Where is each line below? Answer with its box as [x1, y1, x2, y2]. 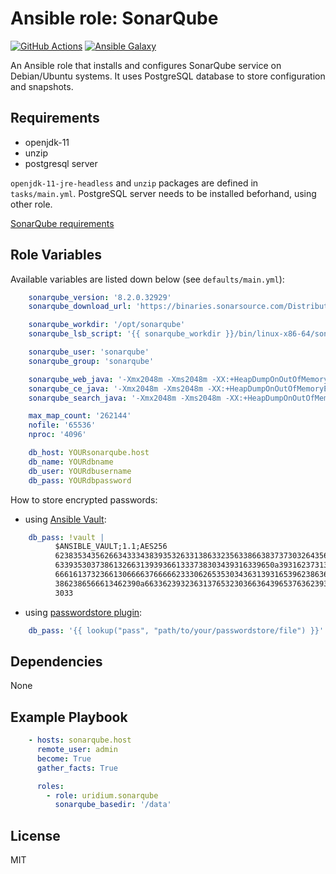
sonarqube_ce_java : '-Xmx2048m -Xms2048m [28, 383, 203, 394]
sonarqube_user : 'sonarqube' [28, 347, 150, 357]
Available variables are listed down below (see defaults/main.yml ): [10, 273, 285, 285]
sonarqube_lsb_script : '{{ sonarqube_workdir [28, 329, 222, 339]
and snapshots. [10, 80, 74, 92]
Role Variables [10, 247, 102, 264]
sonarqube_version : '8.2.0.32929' [28, 292, 172, 302]
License [10, 827, 61, 844]
